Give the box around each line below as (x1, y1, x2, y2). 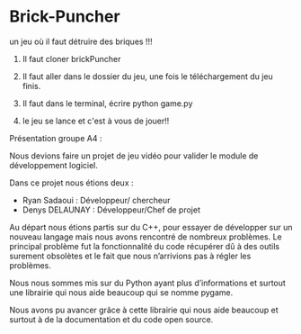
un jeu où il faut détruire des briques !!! (9, 36, 153, 47)
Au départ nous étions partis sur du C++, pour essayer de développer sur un (9, 221, 293, 232)
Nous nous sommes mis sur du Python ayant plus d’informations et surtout (9, 277, 286, 288)
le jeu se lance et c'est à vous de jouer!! (22, 115, 170, 126)
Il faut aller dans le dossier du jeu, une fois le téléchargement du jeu (22, 70, 274, 82)
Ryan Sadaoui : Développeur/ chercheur (22, 194, 171, 205)
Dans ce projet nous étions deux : (9, 177, 134, 188)
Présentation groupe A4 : (9, 132, 102, 143)
